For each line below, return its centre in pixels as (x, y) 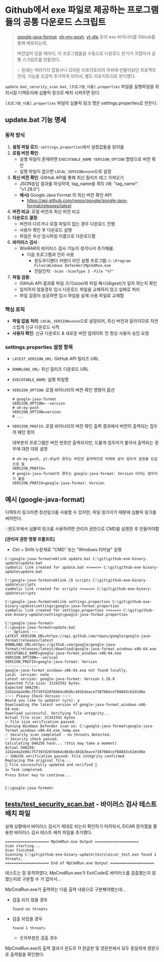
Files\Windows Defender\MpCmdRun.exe (72, 265)
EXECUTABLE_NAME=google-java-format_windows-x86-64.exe (63, 653)
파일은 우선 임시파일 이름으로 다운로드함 (58, 236)
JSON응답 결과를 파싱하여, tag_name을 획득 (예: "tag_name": (79, 183)
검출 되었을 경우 (27, 919)
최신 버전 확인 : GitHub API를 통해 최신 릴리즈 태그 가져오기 (68, 177)
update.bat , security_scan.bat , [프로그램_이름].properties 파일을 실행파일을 (80, 86)
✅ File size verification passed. (41, 722)
